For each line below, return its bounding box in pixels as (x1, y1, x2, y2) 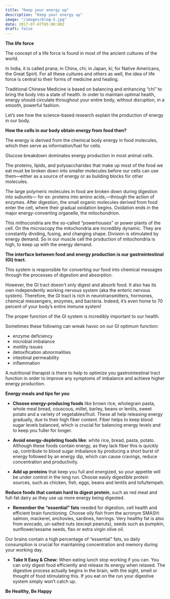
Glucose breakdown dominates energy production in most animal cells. (5, 153, 154, 159)
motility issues (12, 344, 43, 350)
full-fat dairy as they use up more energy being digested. (5, 495, 125, 501)
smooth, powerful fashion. (5, 102, 60, 108)
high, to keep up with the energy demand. (5, 242, 93, 248)
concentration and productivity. (12, 459, 79, 465)
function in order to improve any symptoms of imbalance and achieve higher (5, 375, 165, 381)
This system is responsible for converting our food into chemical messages (5, 266, 162, 273)
